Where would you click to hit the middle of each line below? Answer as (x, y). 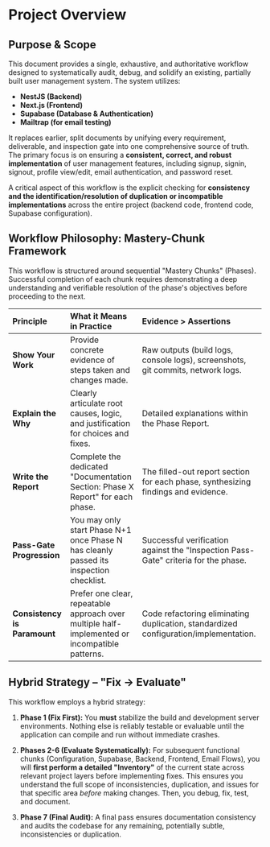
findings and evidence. (185, 491)
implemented (94, 634)
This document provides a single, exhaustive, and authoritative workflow (129, 64)
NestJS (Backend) (51, 97)
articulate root (96, 403)
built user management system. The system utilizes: (94, 81)
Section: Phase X (102, 486)
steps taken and (100, 370)
